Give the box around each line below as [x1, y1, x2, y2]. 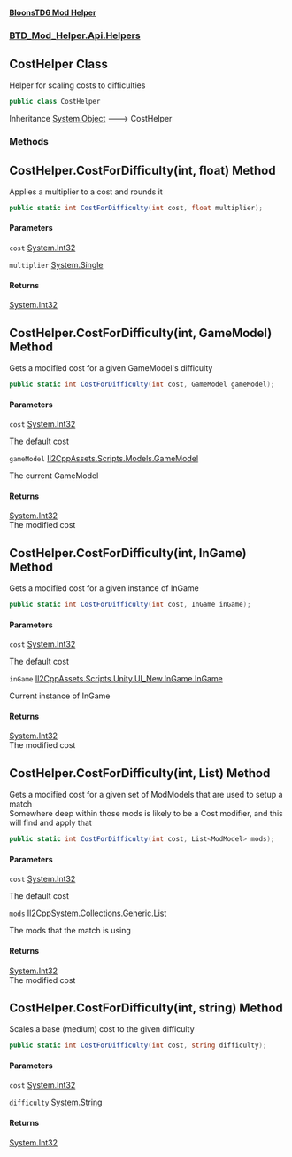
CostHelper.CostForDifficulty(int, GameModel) [9, 325, 273, 341]
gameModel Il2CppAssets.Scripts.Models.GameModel [9, 453, 199, 464]
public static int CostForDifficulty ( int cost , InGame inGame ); [9, 600, 251, 610]
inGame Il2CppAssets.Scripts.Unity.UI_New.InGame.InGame [9, 673, 223, 684]
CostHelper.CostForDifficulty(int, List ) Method [9, 766, 271, 781]
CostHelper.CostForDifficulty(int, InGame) [9, 546, 248, 561]
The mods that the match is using [9, 925, 131, 936]
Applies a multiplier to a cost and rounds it [9, 186, 164, 197]
